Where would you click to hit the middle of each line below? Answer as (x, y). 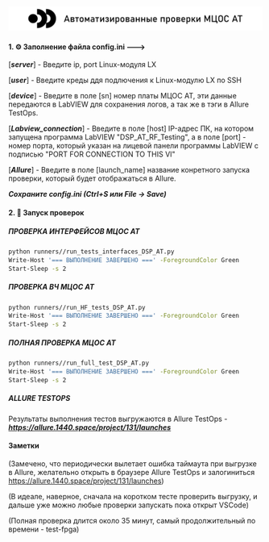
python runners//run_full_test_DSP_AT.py (79, 363)
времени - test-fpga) (44, 529)
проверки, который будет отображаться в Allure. (92, 178)
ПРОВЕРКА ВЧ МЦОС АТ (52, 287)
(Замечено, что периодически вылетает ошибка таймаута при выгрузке (133, 463)
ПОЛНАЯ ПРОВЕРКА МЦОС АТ (62, 342)
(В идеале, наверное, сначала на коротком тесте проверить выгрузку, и (133, 496)
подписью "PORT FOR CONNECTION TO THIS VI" (92, 154)
